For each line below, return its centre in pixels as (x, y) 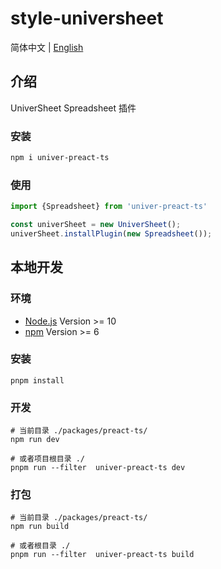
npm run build (40, 527)
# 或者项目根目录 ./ (48, 459)
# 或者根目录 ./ (40, 546)
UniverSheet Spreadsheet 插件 (73, 108)
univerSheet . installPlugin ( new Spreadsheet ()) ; (111, 233)
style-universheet (87, 18)
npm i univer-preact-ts (60, 158)
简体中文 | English (47, 47)
